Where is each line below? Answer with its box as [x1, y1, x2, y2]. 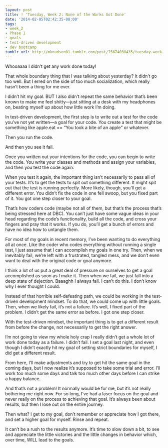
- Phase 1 [5, 31, 26, 36]
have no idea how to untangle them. [5, 227, 79, 233]
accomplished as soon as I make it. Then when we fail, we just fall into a [5, 272, 153, 279]
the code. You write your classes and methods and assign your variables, [5, 159, 156, 165]
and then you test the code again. [5, 164, 74, 170]
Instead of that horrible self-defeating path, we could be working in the [5, 293, 151, 299]
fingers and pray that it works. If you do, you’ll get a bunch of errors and [5, 221, 154, 227]
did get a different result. [5, 350, 56, 356]
